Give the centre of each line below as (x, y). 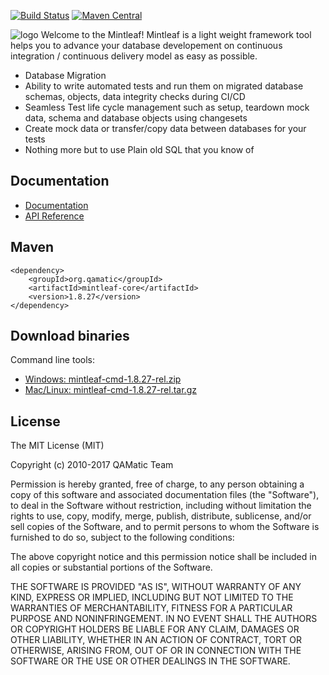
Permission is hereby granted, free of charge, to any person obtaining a (157, 484)
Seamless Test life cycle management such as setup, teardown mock (167, 107)
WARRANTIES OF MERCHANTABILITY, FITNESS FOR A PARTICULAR (151, 608)
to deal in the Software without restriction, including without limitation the (161, 506)
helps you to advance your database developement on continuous (146, 45)
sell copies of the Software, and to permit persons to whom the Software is (165, 527)
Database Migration (65, 75)
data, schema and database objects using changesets (136, 118)
